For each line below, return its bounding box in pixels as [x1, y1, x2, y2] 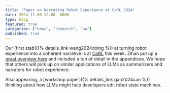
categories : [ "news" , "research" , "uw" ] [5, 26, 92, 32]
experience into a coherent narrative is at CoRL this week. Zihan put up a [5, 50, 157, 56]
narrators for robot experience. [5, 67, 70, 73]
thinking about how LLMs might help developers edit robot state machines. [5, 82, 161, 88]
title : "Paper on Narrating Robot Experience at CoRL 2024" [5, 7, 135, 13]
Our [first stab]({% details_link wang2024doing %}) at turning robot [5, 45, 147, 51]
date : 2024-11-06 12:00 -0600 [5, 12, 70, 17]
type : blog [5, 17, 28, 22]
